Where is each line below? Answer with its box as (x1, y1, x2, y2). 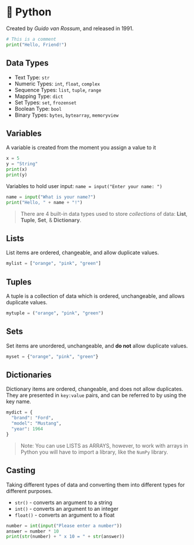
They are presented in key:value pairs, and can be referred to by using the (6, 392, 186, 399)
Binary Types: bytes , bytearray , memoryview (14, 111, 119, 119)
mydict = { (6, 409, 33, 415)
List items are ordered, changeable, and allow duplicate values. (6, 249, 159, 256)
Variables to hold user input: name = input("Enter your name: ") (6, 182, 163, 189)
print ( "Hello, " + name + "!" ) (6, 199, 83, 205)
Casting (6, 465, 36, 475)
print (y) (6, 172, 28, 178)
